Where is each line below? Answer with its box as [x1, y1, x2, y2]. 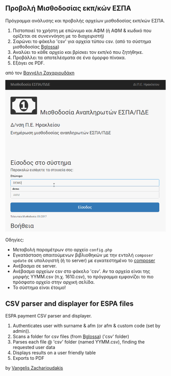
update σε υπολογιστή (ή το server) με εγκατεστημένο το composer [12, 257, 155, 264]
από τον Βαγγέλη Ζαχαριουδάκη [5, 70, 75, 76]
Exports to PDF [12, 355, 45, 361]
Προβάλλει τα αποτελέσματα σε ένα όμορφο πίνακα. [12, 54, 126, 61]
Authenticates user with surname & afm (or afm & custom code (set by [12, 323, 161, 329]
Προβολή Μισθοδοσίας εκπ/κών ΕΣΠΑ [5, 4, 131, 13]
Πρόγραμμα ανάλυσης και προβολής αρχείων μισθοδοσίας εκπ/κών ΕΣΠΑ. [5, 17, 165, 23]
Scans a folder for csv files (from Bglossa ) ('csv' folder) [12, 333, 129, 339]
